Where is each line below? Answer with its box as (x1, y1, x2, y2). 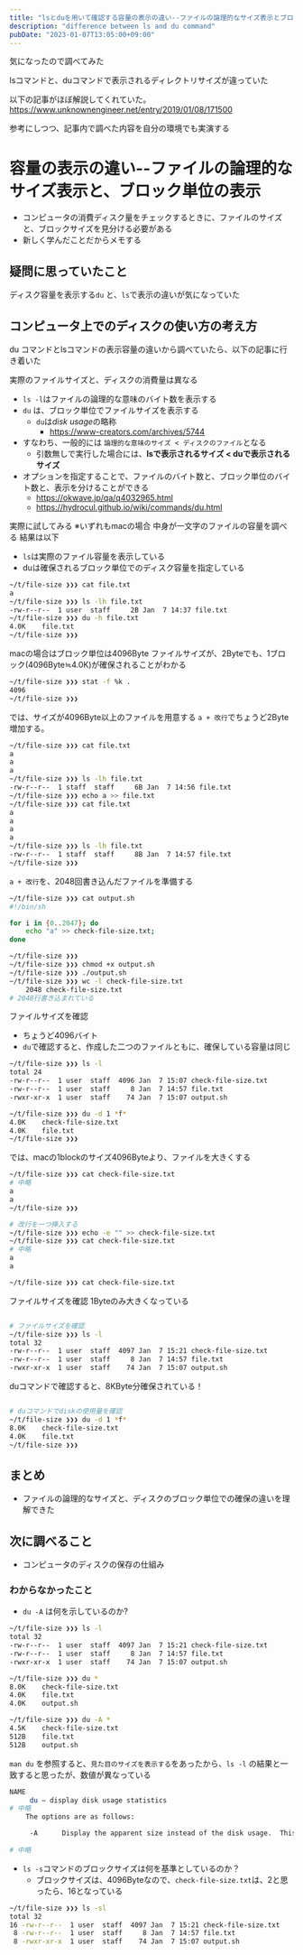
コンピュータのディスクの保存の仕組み (22, 1559, 165, 1570)
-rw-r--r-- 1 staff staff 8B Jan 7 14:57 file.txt (9, 850, 232, 859)
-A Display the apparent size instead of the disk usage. (29, 1829, 272, 1838)
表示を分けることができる (53, 482, 149, 493)
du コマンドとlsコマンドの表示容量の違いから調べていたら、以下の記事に (9, 344, 280, 355)
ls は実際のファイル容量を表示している (22, 551, 165, 561)
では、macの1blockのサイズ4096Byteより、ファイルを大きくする (9, 1152, 251, 1163)
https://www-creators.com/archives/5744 (49, 426, 206, 437)
